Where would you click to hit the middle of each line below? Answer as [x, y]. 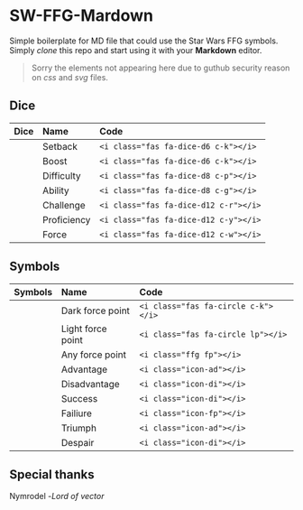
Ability [55, 190]
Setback [60, 146]
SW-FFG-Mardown [82, 16]
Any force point [93, 355]
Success [79, 398]
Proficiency [66, 219]
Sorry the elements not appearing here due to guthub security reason [161, 68]
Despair [78, 442]
